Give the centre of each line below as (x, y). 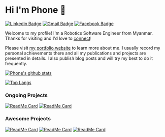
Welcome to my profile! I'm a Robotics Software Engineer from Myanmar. (79, 33)
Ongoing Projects (26, 95)
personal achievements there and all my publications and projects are (76, 53)
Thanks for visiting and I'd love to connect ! (49, 38)
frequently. (16, 63)
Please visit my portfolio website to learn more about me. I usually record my (83, 48)
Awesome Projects (28, 119)
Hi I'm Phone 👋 (35, 10)
